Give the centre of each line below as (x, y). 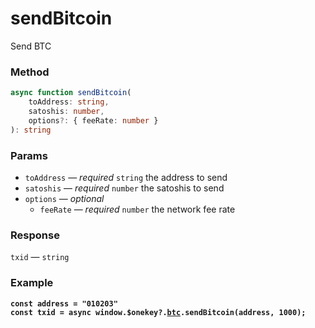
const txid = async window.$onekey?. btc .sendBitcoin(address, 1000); (158, 312)
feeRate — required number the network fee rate (137, 209)
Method (30, 72)
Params (29, 155)
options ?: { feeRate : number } (93, 120)
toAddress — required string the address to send (126, 177)
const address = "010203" (64, 303)
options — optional (64, 198)
